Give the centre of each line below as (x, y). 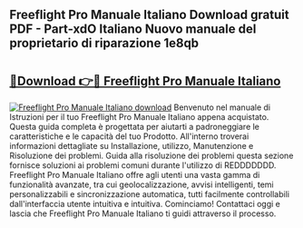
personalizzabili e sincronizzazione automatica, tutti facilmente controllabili (150, 194)
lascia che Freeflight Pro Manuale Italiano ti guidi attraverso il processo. (143, 213)
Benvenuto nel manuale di (222, 107)
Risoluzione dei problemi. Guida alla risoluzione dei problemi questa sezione (151, 155)
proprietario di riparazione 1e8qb (104, 43)
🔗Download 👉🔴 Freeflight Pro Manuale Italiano (145, 81)
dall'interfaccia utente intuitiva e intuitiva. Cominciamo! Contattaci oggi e (145, 204)
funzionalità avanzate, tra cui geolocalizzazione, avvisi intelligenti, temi (142, 184)
